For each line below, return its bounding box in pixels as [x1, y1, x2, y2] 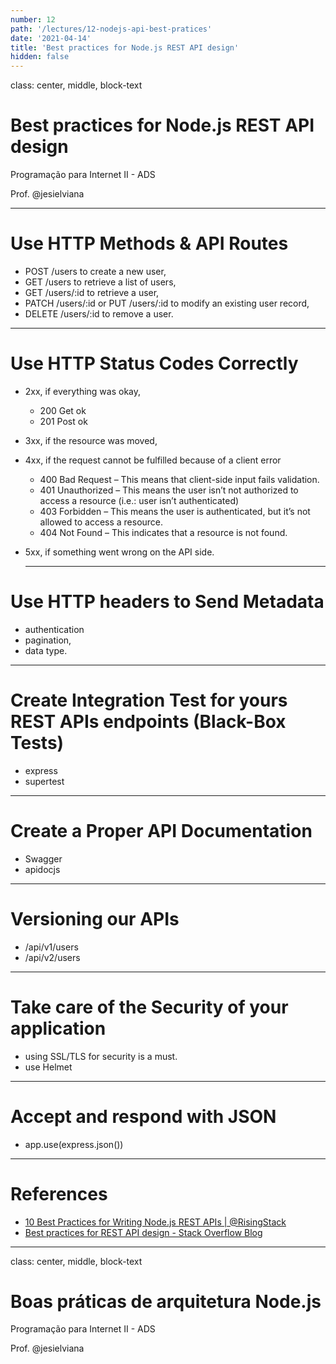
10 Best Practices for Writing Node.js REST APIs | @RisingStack [24, 1216, 287, 1228]
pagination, [24, 634, 72, 646]
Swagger [24, 852, 63, 865]
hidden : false [10, 52, 70, 62]
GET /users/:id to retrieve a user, [24, 287, 160, 298]
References [10, 1182, 108, 1205]
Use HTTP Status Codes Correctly [10, 352, 299, 375]
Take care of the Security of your [10, 996, 289, 1018]
